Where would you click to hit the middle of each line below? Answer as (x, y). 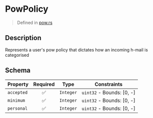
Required (44, 84)
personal (18, 108)
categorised (17, 55)
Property (18, 84)
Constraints (109, 84)
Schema (18, 70)
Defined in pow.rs (35, 23)
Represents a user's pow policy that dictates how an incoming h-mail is (76, 49)
